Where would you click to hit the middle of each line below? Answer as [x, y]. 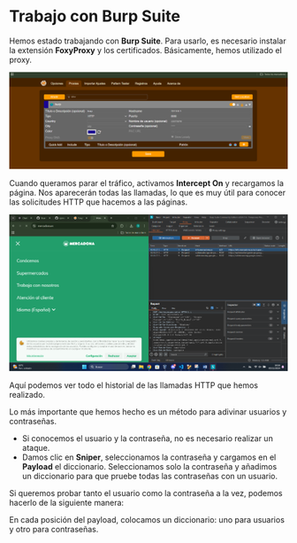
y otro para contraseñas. [54, 529]
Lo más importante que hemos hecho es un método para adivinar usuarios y [148, 411]
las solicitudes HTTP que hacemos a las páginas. [99, 202]
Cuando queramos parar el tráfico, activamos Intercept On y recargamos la [147, 182]
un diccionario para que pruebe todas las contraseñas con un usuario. [150, 476]
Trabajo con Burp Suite [95, 16]
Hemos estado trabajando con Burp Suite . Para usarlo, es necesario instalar [148, 41]
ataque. [36, 447]
